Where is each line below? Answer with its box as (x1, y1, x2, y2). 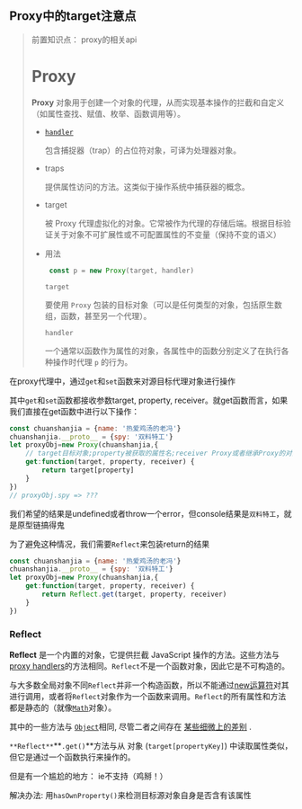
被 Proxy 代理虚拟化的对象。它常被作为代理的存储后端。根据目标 (44, 218, 284, 228)
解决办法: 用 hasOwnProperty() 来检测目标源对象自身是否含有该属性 (9, 789, 252, 800)
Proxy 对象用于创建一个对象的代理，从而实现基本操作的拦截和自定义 (31, 97, 285, 108)
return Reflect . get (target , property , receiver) (41, 590, 227, 599)
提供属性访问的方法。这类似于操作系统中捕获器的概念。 (44, 181, 250, 191)
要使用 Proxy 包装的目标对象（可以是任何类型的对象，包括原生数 (44, 299, 283, 310)
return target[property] (41, 466, 135, 475)
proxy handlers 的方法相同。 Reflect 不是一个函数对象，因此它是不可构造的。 (9, 660, 290, 671)
